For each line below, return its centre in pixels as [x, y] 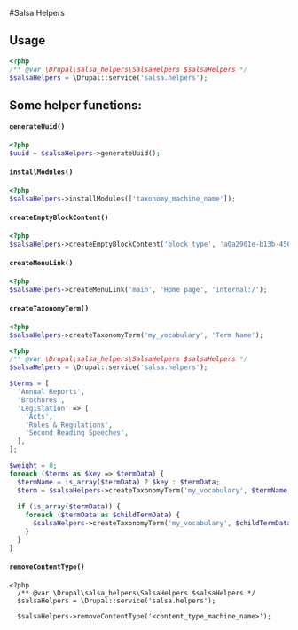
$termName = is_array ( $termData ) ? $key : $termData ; [118, 482]
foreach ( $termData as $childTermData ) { [102, 515]
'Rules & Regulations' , [69, 425]
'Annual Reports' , [51, 392]
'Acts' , [39, 416]
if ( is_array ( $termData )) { [69, 507]
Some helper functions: [75, 105]
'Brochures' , [41, 400]
